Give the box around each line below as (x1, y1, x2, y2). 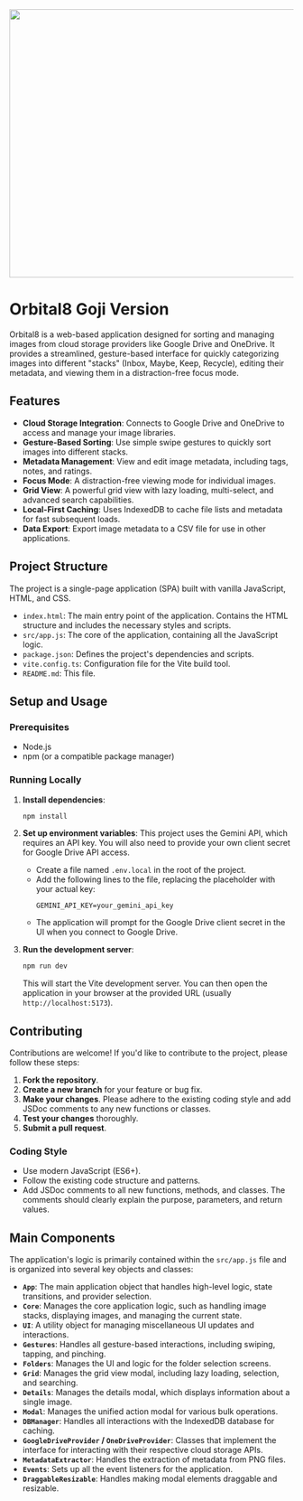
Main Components (9, 1230, 115, 1245)
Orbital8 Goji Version (9, 299, 170, 320)
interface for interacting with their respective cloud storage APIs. (22, 1445, 263, 1456)
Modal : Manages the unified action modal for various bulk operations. (22, 1406, 279, 1417)
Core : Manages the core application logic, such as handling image (22, 1300, 267, 1311)
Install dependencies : (22, 794, 106, 805)
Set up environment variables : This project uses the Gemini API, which (22, 828, 289, 839)
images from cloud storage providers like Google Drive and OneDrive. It (9, 338, 275, 349)
